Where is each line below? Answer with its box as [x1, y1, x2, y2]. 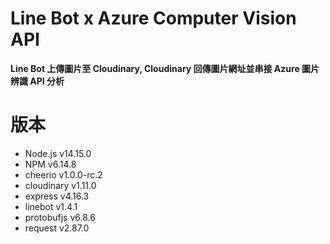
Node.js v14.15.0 [24, 147, 92, 159]
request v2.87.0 [24, 222, 90, 234]
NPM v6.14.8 [24, 158, 77, 170]
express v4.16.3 [24, 190, 90, 202]
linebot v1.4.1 [24, 200, 78, 212]
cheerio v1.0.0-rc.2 [24, 168, 103, 181]
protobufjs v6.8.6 [24, 211, 96, 223]
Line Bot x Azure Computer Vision [10, 7, 297, 30]
